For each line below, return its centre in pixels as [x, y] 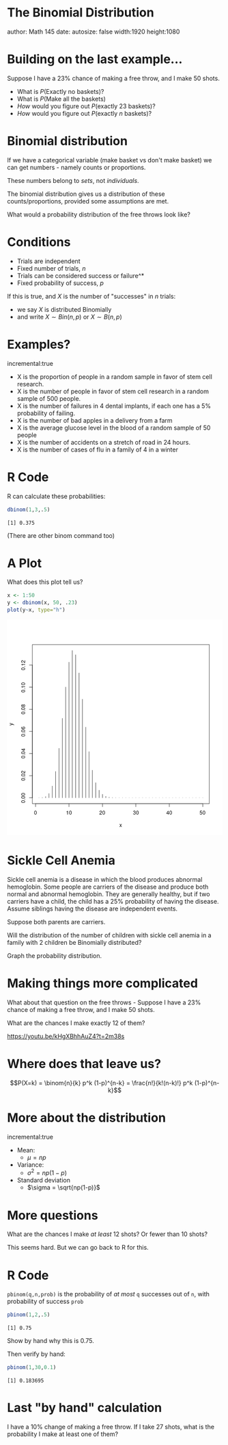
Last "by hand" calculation [85, 1408]
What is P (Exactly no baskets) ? [60, 91]
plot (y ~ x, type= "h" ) [37, 610]
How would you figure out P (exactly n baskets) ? [84, 113]
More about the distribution [86, 1118]
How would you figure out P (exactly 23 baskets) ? [86, 106]
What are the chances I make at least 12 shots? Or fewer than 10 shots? [108, 1234]
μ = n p [37, 1157]
